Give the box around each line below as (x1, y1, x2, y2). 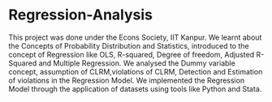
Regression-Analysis (8, 6, 153, 24)
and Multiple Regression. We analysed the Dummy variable (38, 58, 235, 68)
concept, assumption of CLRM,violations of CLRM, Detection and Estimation (8, 66, 263, 76)
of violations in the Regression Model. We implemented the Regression (8, 75, 245, 85)
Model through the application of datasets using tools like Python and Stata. (8, 83, 262, 94)
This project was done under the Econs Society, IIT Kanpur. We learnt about (8, 32, 262, 42)
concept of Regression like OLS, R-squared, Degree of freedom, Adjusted (8, 49, 254, 59)
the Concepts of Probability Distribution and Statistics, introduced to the (8, 40, 249, 50)
